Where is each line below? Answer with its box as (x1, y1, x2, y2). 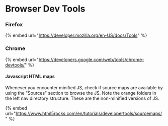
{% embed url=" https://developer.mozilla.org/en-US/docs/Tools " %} (5, 32, 147, 38)
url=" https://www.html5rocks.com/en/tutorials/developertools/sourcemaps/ (5, 110, 162, 116)
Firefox (5, 21, 23, 28)
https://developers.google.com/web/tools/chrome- (38, 56, 144, 62)
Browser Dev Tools (5, 3, 86, 15)
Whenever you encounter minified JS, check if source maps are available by (5, 84, 163, 91)
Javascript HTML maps (5, 74, 55, 80)
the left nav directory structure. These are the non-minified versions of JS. (5, 95, 159, 101)
